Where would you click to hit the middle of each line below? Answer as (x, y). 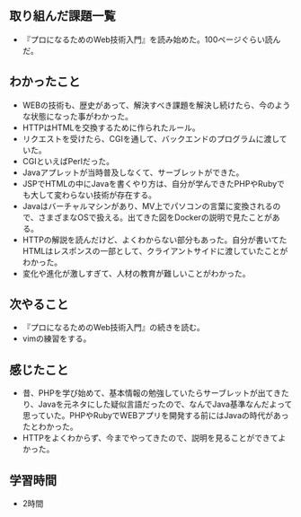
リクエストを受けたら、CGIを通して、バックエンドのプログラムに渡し (151, 138)
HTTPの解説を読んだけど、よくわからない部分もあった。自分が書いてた (155, 240)
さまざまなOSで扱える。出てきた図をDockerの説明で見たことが (155, 217)
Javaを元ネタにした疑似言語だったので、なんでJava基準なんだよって (165, 404)
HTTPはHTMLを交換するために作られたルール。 (111, 127)
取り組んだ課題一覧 (62, 16)
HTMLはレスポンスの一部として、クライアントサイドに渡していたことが (155, 250)
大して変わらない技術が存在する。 (93, 195)
